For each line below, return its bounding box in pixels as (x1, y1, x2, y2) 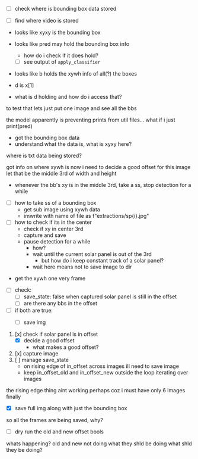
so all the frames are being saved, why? (6, 416, 104, 423)
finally (6, 393, 21, 400)
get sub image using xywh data (23, 206, 101, 213)
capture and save (23, 232, 66, 239)
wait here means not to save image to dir (32, 263, 132, 270)
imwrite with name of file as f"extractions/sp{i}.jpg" (23, 213, 149, 220)
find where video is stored (14, 17, 79, 24)
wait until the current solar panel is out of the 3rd (32, 251, 152, 258)
